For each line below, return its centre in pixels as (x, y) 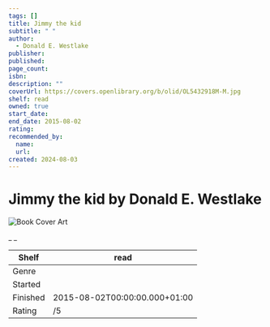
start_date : (28, 114)
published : (27, 62)
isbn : (17, 76)
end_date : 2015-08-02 (45, 122)
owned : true (28, 106)
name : (25, 144)
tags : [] (23, 16)
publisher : (27, 54)
